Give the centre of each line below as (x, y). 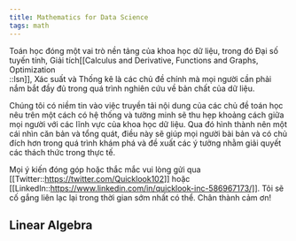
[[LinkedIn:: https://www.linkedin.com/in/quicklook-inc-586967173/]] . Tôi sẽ (147, 188)
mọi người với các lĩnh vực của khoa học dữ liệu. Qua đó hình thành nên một (148, 124)
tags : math (29, 26)
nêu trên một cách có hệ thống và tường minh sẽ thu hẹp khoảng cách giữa (147, 115)
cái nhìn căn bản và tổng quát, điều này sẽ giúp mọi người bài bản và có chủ (148, 133)
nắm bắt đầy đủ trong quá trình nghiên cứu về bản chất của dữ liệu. (132, 88)
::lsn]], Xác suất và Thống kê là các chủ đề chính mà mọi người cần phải (140, 79)
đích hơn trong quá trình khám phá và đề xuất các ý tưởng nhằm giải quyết (145, 143)
